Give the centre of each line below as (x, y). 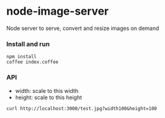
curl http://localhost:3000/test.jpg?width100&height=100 (82, 108)
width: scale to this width (46, 90)
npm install (21, 57)
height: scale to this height (49, 97)
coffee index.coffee (33, 62)
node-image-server (57, 11)
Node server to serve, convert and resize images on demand (83, 28)
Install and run (28, 44)
